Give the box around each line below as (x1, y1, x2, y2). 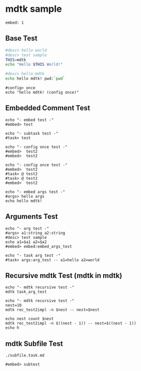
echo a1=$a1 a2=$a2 (5, 239, 47, 245)
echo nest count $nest (5, 317, 54, 322)
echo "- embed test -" (5, 117, 54, 122)
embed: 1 (5, 20, 24, 25)
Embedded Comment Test (5, 104, 91, 113)
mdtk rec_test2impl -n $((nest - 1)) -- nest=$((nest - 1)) (5, 321, 137, 326)
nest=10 (5, 303, 22, 308)
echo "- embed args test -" (5, 189, 66, 194)
